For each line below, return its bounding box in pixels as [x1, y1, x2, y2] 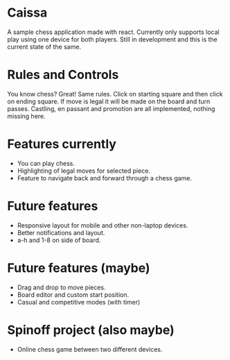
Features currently [7, 137, 116, 152]
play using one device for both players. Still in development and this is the [7, 35, 218, 43]
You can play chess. [17, 159, 75, 167]
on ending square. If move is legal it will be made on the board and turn [7, 97, 211, 105]
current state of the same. [7, 42, 82, 51]
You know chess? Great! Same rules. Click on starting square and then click [7, 89, 223, 98]
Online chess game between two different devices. [17, 345, 163, 353]
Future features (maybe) [7, 260, 150, 275]
